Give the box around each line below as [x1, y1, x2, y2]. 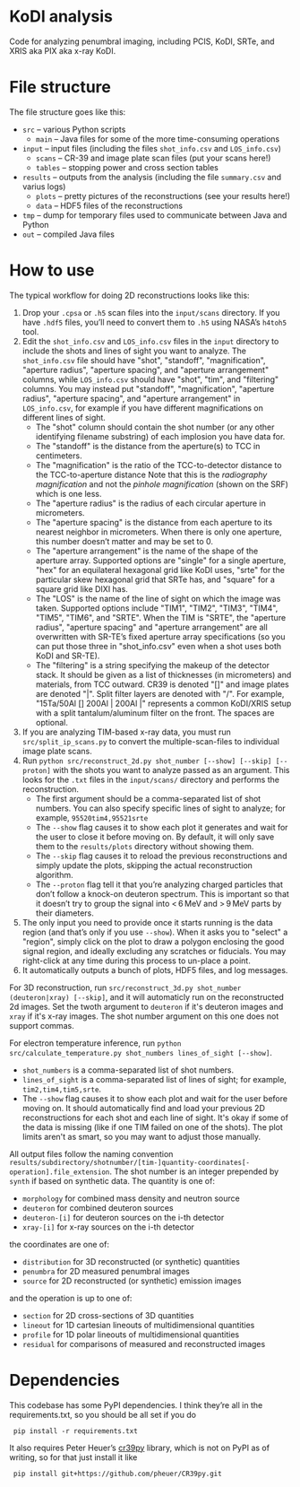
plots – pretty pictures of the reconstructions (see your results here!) [35, 190, 291, 201]
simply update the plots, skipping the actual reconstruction [35, 859, 253, 871]
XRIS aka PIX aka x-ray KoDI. [9, 45, 116, 56]
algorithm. [35, 869, 73, 880]
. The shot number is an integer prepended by [108, 1166, 279, 1177]
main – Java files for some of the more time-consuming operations [35, 133, 280, 144]
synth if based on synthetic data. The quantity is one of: [9, 1175, 215, 1186]
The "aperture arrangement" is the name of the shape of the [35, 545, 259, 556]
